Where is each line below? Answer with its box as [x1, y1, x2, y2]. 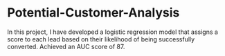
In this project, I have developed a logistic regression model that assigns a [7, 28, 218, 36]
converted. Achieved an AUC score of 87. [7, 42, 125, 50]
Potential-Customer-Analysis [7, 5, 180, 21]
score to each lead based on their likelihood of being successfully [7, 35, 195, 43]
